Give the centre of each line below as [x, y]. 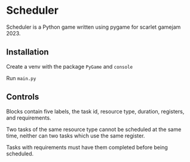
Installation [27, 52]
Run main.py [21, 78]
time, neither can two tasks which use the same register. [76, 136]
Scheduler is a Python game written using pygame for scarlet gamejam [94, 27]
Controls [23, 97]
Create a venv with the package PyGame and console [70, 66]
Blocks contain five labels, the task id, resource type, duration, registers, [95, 111]
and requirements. [29, 118]
